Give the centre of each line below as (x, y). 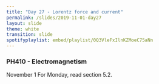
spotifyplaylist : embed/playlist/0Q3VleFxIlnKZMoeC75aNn (80, 40)
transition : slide (29, 35)
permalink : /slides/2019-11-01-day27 (54, 18)
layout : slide (24, 23)
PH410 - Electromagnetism (46, 61)
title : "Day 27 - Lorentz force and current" (65, 12)
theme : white (23, 29)
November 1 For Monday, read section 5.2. (59, 75)
